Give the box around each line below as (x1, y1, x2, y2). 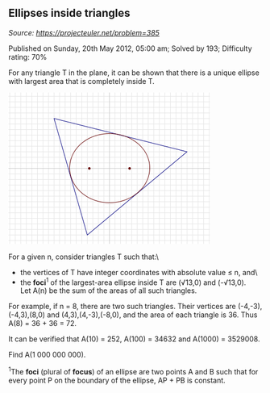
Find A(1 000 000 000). (8, 350, 86, 360)
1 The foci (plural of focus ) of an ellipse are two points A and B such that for (8, 366, 259, 377)
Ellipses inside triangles (8, 6, 131, 20)
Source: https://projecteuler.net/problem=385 (8, 27, 160, 37)
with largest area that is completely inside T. (8, 76, 155, 86)
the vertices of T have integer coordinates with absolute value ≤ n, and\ (19, 267, 258, 277)
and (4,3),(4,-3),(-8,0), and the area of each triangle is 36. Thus (47, 310, 258, 320)
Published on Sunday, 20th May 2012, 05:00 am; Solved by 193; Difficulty (8, 44, 252, 53)
